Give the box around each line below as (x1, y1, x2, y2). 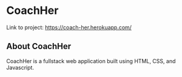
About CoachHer (6, 41, 72, 52)
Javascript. (6, 64, 35, 71)
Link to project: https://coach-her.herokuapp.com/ (6, 24, 132, 31)
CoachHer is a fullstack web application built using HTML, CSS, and (6, 57, 176, 64)
